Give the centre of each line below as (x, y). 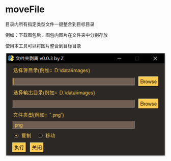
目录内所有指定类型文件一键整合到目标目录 (50, 24)
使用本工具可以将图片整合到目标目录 (43, 46)
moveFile (25, 9)
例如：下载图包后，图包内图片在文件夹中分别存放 (56, 35)
